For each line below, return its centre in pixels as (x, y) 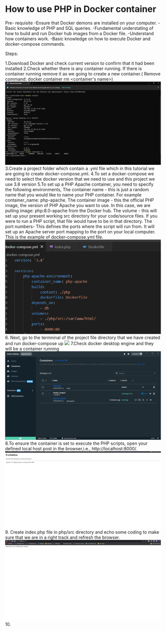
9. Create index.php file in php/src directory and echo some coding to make (82, 532)
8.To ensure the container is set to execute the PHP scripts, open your (76, 443)
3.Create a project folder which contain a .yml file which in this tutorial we (80, 168)
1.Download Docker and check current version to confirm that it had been (80, 63)
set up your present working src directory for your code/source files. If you (81, 216)
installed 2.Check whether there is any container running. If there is (74, 69)
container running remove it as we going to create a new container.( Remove (83, 73)
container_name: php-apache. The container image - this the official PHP (80, 200)
